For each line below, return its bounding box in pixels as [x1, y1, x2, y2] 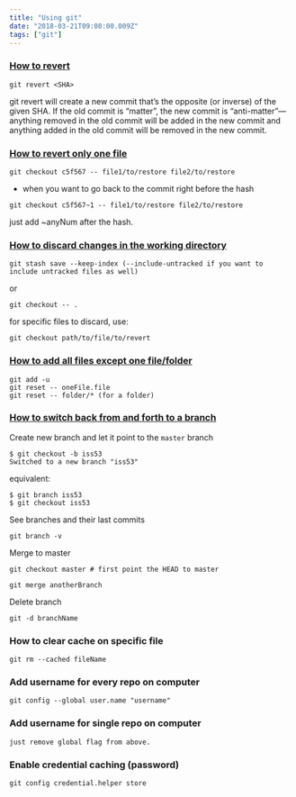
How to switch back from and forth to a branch [9, 412, 217, 424]
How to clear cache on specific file [9, 634, 164, 647]
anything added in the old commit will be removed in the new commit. [9, 124, 267, 135]
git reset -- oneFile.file [9, 383, 111, 392]
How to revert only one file [9, 147, 128, 159]
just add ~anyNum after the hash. [9, 216, 133, 227]
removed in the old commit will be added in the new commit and [43, 114, 282, 126]
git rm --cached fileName [9, 655, 106, 665]
